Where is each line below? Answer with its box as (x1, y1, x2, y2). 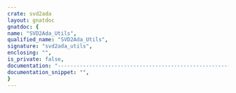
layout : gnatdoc (7, 17, 55, 24)
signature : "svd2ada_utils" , (7, 43, 93, 50)
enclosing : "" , (7, 50, 52, 57)
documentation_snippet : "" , (7, 69, 90, 76)
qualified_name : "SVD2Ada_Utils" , (7, 36, 109, 43)
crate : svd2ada (7, 10, 52, 17)
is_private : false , (7, 56, 65, 63)
